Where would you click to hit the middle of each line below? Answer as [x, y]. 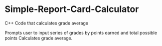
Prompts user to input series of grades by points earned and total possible [81, 32]
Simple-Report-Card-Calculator [72, 9]
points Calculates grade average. [39, 38]
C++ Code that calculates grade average [46, 23]
